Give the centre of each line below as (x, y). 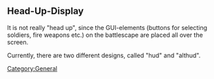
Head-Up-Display (46, 11)
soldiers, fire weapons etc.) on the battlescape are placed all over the (105, 35)
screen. (18, 42)
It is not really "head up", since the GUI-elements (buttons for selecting (107, 27)
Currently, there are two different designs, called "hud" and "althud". (104, 55)
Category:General (32, 68)
